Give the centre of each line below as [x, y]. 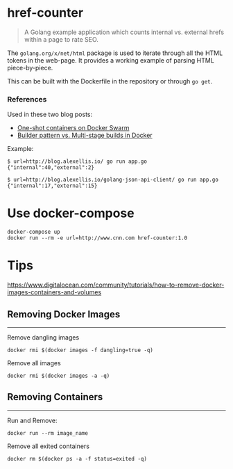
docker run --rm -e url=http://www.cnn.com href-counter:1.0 [97, 238]
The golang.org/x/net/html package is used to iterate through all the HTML [115, 53]
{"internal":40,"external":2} [51, 168]
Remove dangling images [43, 337]
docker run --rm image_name [48, 433]
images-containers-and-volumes [54, 292]
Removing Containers [55, 397]
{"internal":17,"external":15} [52, 186]
